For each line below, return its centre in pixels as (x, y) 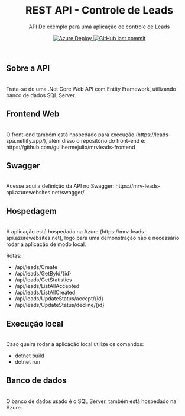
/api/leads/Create (36, 267)
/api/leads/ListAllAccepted (47, 286)
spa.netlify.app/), (27, 140)
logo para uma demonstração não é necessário (122, 238)
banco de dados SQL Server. (41, 95)
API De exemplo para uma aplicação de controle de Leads (99, 27)
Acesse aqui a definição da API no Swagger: (60, 186)
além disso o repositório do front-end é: (97, 140)
